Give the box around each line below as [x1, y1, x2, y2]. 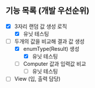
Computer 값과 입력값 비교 [23, 60, 87, 68]
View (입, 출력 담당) [14, 75, 61, 83]
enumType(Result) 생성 [23, 45, 80, 52]
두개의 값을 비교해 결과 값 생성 [14, 38, 85, 45]
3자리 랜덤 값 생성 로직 [14, 23, 68, 30]
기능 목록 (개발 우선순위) [5, 5, 90, 16]
